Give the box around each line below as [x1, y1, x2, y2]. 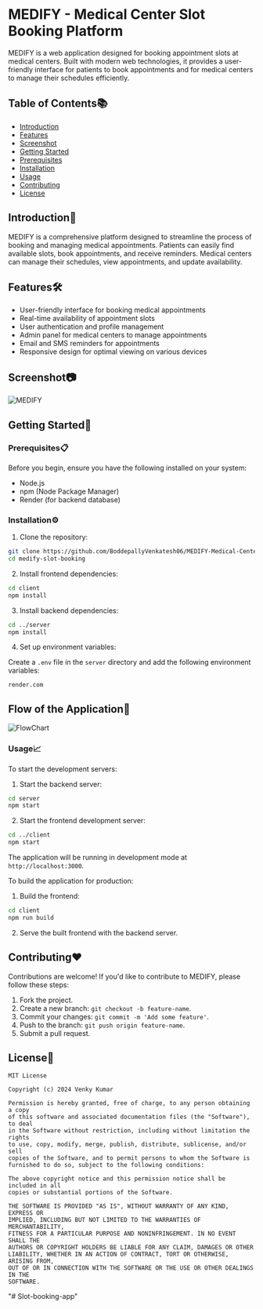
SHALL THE [8, 1237, 41, 1245]
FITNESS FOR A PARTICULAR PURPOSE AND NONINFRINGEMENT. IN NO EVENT [8, 1230, 236, 1238]
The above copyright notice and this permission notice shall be [8, 1175, 225, 1183]
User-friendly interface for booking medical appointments [19, 305, 206, 315]
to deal [8, 1120, 34, 1128]
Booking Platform [8, 22, 124, 40]
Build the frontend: [19, 892, 80, 901]
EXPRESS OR [8, 1209, 44, 1217]
